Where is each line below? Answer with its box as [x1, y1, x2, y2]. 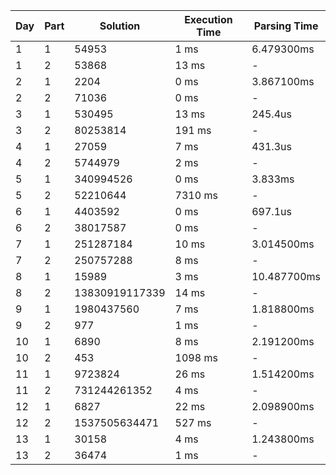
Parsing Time [253, 19, 319, 33]
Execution [184, 13, 233, 26]
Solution [99, 19, 141, 33]
